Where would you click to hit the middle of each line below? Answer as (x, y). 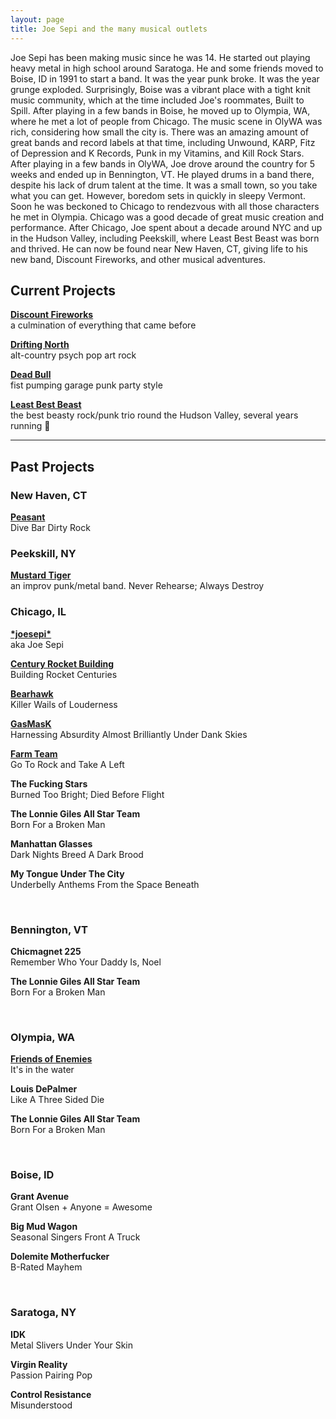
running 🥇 (30, 426)
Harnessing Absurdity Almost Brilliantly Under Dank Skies (129, 734)
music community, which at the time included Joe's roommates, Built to (157, 100)
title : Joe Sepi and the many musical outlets (109, 29)
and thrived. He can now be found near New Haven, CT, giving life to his (159, 248)
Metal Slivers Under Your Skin (72, 1345)
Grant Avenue (40, 1197)
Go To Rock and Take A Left (67, 764)
